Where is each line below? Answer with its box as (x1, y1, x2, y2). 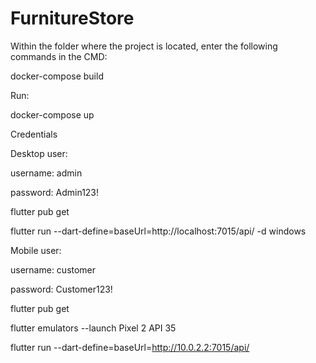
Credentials (10, 128, 58, 140)
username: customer (10, 263, 97, 276)
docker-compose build (10, 70, 104, 82)
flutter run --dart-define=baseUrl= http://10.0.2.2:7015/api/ (10, 341, 250, 353)
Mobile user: (10, 244, 62, 256)
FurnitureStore (10, 7, 135, 30)
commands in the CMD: (10, 50, 108, 62)
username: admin (10, 167, 83, 179)
